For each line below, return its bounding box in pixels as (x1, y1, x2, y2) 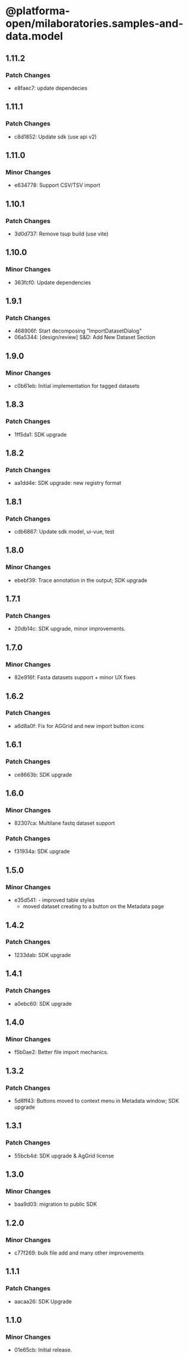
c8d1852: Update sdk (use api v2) (14, 133, 97, 140)
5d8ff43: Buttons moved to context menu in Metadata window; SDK (14, 1097, 179, 1104)
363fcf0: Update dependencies (14, 278, 91, 286)
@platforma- (5, 4, 71, 18)
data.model (5, 30, 63, 43)
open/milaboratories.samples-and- (5, 17, 184, 30)
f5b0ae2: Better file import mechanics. (14, 1049, 109, 1056)
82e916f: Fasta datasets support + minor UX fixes (14, 674, 136, 681)
